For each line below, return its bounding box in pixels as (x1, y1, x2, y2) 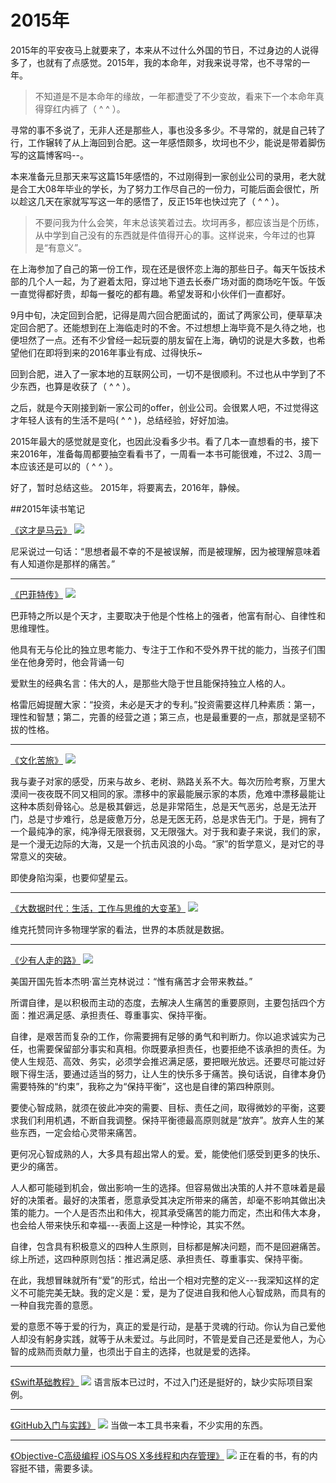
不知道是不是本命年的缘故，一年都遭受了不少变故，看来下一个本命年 (34, 90, 316, 102)
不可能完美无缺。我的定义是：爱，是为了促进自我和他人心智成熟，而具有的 (18, 1286, 326, 1298)
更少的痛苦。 (10, 1160, 63, 1172)
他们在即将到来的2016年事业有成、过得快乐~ (18, 346, 203, 358)
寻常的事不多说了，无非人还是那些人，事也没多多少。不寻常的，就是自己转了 (10, 124, 326, 136)
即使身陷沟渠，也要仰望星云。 (10, 871, 133, 883)
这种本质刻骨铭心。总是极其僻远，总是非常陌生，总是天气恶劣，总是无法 (10, 800, 308, 812)
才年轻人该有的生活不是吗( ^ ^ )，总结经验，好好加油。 (10, 414, 235, 426)
